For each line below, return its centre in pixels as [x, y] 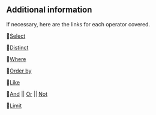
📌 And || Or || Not [27, 94]
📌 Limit [14, 105]
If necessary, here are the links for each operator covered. [78, 24]
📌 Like [13, 82]
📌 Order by [19, 71]
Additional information [49, 10]
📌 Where [16, 59]
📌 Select [16, 36]
